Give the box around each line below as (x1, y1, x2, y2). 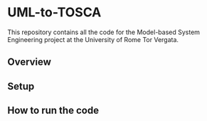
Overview (7, 56, 52, 68)
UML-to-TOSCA (7, 4, 102, 21)
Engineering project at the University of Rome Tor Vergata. (7, 35, 179, 43)
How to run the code (7, 105, 100, 117)
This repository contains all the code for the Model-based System (7, 28, 201, 36)
